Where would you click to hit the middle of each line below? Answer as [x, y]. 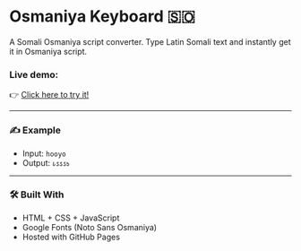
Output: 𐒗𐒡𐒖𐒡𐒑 [46, 162]
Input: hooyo [44, 153]
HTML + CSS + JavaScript [71, 218]
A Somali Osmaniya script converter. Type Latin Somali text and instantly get [150, 41]
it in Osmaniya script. [48, 51]
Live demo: [34, 74]
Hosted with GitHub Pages [71, 237]
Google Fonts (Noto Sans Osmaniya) [90, 227]
